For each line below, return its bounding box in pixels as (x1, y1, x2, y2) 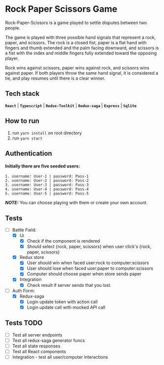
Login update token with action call (27, 299, 98, 305)
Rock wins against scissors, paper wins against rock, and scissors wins (5, 65, 150, 71)
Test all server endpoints (12, 332, 62, 337)
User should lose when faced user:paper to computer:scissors (27, 265, 154, 271)
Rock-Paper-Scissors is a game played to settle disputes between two (5, 20, 147, 26)
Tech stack (5, 89, 40, 98)
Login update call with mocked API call (27, 304, 106, 310)
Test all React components (12, 348, 66, 354)
